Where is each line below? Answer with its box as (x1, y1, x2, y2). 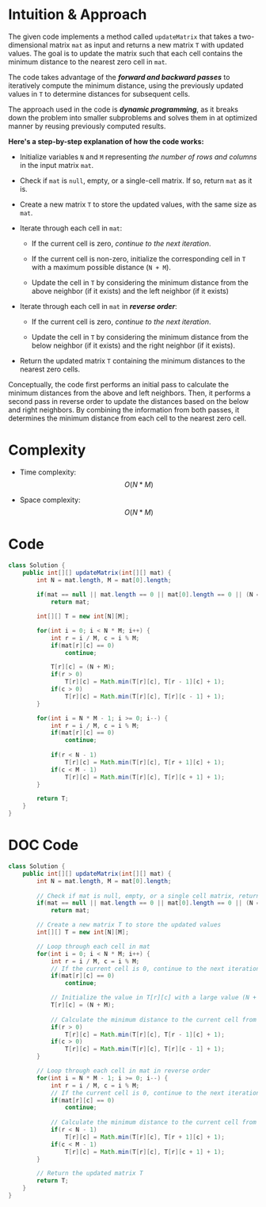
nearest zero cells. (19, 364, 81, 374)
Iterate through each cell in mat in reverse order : (19, 301, 177, 310)
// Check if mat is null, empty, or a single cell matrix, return (36, 892, 260, 900)
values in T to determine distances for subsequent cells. (8, 89, 191, 98)
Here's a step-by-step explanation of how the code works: (8, 136, 204, 146)
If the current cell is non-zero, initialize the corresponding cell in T (31, 253, 246, 263)
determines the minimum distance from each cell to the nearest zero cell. (8, 413, 247, 423)
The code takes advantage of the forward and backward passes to (8, 72, 230, 82)
